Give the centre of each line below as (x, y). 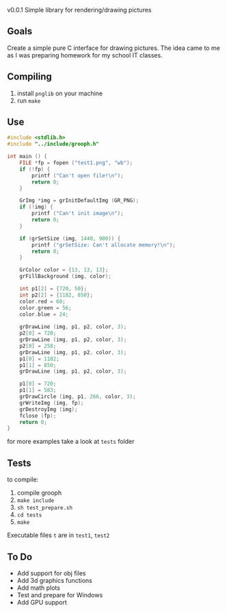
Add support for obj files (51, 573)
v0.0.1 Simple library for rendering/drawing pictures (79, 10)
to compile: (23, 479)
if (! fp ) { (35, 169)
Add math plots (38, 588)
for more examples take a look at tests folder (71, 442)
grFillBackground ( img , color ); (65, 277)
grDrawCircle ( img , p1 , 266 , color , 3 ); (78, 397)
